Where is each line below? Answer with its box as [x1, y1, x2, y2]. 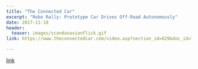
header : [6, 25, 25, 31]
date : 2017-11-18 [6, 19, 49, 25]
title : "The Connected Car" [6, 8, 75, 15]
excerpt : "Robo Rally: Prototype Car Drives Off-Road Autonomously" [6, 14, 178, 20]
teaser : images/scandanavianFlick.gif [11, 30, 107, 36]
